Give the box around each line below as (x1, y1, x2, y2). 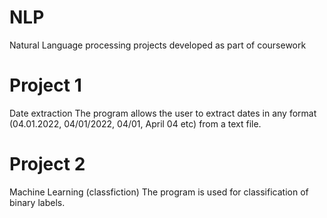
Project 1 (9, 74, 82, 97)
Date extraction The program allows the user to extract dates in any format (9, 107, 317, 119)
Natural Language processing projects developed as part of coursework (9, 39, 307, 51)
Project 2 (9, 153, 86, 176)
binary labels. (9, 196, 66, 208)
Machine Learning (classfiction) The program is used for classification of (9, 186, 309, 198)
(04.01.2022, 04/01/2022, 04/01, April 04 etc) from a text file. (9, 117, 262, 130)
